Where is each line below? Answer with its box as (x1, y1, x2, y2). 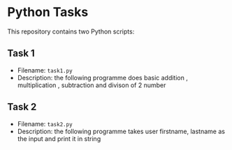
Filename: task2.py (17, 119, 73, 128)
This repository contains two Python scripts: (7, 27, 135, 36)
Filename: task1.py (17, 66, 73, 74)
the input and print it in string (17, 134, 101, 143)
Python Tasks (7, 4, 89, 20)
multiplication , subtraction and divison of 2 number (17, 81, 166, 89)
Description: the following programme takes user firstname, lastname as (17, 127, 226, 135)
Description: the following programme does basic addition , (17, 73, 189, 82)
